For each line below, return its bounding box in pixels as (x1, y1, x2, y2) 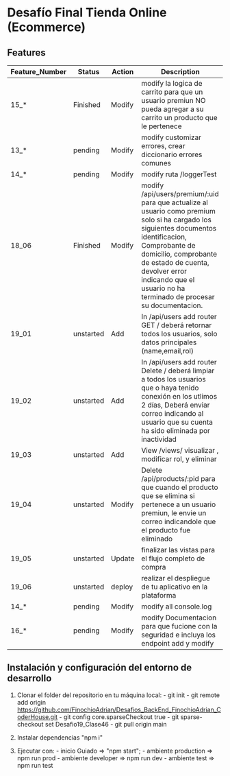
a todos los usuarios (141, 375, 207, 384)
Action (112, 67, 134, 76)
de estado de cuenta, (141, 258, 210, 267)
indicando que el (141, 275, 195, 284)
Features (7, 47, 46, 58)
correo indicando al (141, 409, 204, 418)
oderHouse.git (16, 712, 58, 721)
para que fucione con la (141, 622, 218, 631)
